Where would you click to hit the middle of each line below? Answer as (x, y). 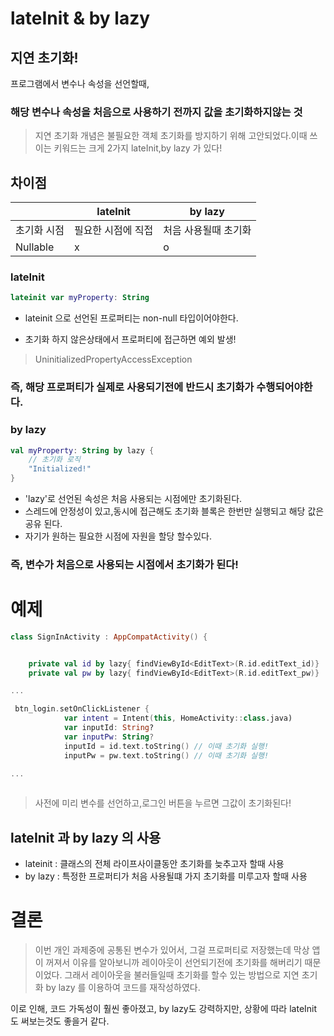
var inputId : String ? (109, 728)
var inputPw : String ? (109, 737)
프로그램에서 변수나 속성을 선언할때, (80, 83)
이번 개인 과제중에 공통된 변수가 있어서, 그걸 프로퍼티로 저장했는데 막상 (172, 950)
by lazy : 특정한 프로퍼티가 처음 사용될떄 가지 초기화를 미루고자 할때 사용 (166, 876)
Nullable (35, 247)
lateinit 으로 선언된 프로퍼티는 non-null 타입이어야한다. (131, 318)
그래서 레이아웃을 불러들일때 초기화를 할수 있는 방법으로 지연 (182, 975)
